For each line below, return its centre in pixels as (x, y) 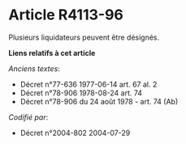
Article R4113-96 (66, 15)
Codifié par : (28, 117)
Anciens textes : (35, 68)
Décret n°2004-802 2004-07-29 (75, 133)
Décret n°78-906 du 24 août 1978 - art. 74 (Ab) (99, 101)
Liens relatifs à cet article (52, 53)
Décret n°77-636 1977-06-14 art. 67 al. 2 (89, 84)
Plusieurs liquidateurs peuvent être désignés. (84, 37)
